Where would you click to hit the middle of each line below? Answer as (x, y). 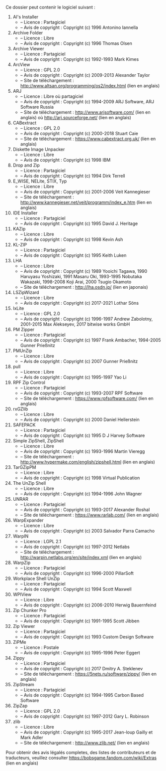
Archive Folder (28, 33)
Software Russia (37, 107)
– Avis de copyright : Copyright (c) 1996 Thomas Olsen (76, 43)
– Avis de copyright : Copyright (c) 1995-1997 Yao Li (73, 377)
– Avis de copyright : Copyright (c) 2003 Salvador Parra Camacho (87, 531)
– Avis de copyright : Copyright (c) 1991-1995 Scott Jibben (80, 621)
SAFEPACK (24, 425)
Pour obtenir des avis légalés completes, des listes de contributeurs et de (81, 752)
